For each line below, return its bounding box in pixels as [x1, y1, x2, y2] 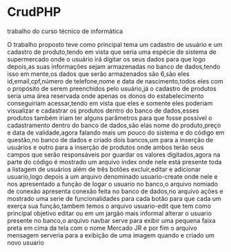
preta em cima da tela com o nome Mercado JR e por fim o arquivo [7, 224, 198, 232]
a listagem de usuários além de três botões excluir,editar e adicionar [7, 165, 201, 173]
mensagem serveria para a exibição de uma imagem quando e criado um [7, 231, 215, 239]
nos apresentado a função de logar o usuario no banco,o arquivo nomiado [7, 180, 219, 188]
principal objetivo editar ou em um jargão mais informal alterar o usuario [7, 209, 212, 217]
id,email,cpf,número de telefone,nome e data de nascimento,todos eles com [7, 77, 223, 85]
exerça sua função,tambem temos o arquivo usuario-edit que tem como [7, 202, 212, 210]
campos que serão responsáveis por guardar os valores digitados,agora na [7, 150, 221, 159]
